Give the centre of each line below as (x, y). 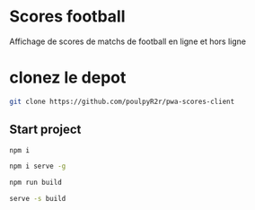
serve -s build (38, 199)
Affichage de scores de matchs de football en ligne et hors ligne (128, 41)
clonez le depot (68, 78)
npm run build (36, 183)
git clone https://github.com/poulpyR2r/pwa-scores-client (122, 101)
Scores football (67, 17)
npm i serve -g (38, 166)
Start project (45, 130)
